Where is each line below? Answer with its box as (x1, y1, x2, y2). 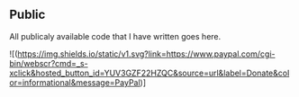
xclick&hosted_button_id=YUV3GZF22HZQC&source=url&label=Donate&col (9, 67, 290, 78)
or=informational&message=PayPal (9, 76, 141, 88)
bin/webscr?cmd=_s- (9, 57, 88, 68)
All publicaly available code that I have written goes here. (9, 31, 222, 41)
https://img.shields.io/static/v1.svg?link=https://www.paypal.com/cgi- (17, 48, 276, 59)
